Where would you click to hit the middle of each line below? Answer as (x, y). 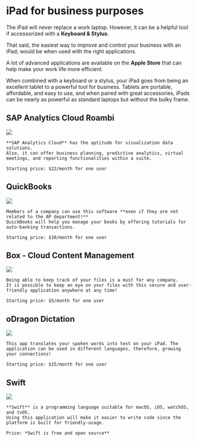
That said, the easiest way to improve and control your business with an (94, 45)
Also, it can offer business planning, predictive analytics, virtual (95, 153)
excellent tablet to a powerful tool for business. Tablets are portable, (89, 86)
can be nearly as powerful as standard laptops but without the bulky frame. (98, 99)
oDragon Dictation (41, 319)
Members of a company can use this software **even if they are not (92, 211)
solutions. (20, 148)
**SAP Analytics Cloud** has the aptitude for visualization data (90, 143)
